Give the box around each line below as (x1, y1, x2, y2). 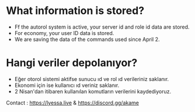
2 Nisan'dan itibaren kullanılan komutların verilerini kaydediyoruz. (14, 87, 172, 94)
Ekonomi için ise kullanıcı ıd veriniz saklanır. (14, 82, 120, 89)
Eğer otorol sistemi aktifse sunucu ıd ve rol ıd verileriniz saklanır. (14, 75, 169, 82)
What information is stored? (6, 4, 145, 17)
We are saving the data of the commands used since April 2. (14, 36, 160, 43)
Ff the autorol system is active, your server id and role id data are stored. (14, 23, 190, 30)
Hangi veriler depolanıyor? (6, 57, 138, 69)
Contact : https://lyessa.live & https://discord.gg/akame (6, 99, 139, 106)
